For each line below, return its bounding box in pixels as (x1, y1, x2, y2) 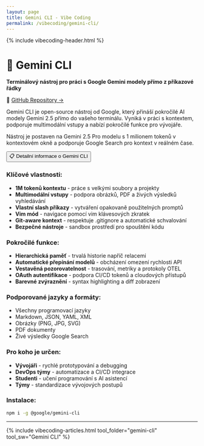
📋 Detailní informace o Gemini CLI (9, 153, 88, 160)
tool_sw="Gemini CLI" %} (6, 433, 70, 441)
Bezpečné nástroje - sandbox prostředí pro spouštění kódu (15, 223, 165, 230)
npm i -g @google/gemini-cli (6, 410, 80, 416)
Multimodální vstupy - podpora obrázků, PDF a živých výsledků (15, 191, 177, 198)
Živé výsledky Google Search (15, 332, 89, 340)
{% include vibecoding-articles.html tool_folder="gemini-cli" (6, 427, 157, 434)
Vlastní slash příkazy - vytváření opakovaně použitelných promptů (15, 204, 183, 211)
